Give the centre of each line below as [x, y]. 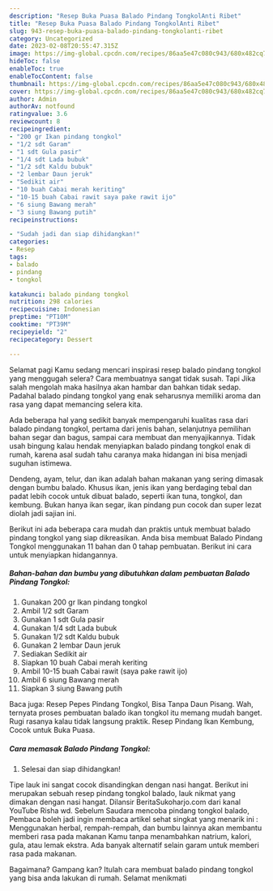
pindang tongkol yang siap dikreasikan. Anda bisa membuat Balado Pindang [136, 537]
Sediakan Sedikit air [54, 654]
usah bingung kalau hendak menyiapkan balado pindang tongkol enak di [130, 445]
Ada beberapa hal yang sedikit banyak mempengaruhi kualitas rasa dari [129, 420]
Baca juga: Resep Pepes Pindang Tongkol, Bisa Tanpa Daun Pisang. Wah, [131, 704]
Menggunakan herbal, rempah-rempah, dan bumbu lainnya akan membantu [136, 828]
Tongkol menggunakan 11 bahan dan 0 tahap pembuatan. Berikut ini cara [130, 546]
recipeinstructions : [44, 220]
